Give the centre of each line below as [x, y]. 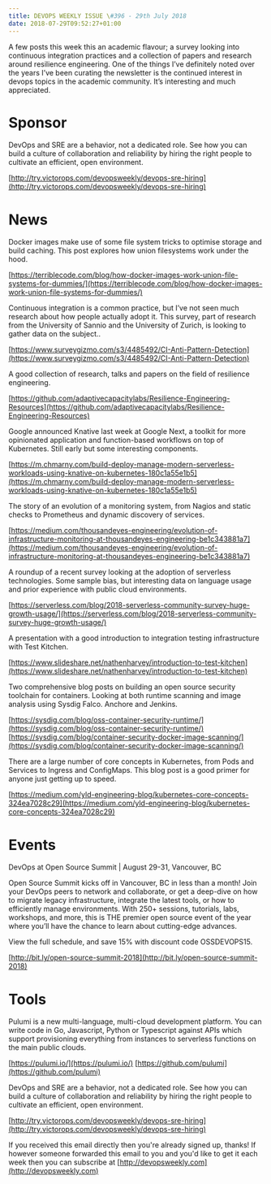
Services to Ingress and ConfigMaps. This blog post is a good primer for [129, 770]
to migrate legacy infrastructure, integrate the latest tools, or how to [122, 900]
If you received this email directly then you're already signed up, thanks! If [132, 1145]
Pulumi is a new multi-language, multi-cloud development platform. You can [135, 1021]
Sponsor [38, 122]
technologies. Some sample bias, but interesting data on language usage [130, 581]
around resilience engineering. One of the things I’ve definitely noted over [132, 64]
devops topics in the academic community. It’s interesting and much [122, 81]
